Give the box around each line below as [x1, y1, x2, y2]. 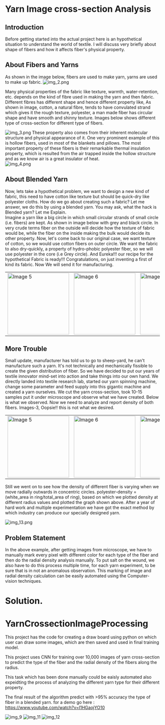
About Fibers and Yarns [5, 61, 79, 69]
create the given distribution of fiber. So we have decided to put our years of [5, 368, 160, 374]
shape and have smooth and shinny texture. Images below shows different [5, 115, 156, 121]
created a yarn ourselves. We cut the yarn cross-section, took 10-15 [5, 389, 142, 395]
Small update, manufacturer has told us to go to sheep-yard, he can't [5, 358, 145, 364]
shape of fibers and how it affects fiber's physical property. [5, 47, 125, 52]
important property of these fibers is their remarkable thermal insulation [5, 145, 151, 151]
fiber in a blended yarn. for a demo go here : [5, 699, 95, 705]
